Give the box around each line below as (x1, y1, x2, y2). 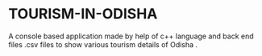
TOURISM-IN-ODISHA (8, 5, 158, 23)
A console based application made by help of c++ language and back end (8, 31, 254, 41)
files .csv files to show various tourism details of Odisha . (8, 39, 198, 49)
